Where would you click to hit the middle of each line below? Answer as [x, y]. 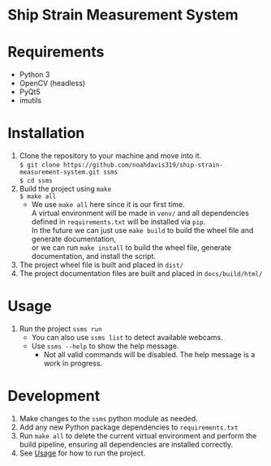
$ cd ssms [36, 181]
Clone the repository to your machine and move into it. [110, 156]
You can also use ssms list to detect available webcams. [127, 337]
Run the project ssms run [60, 329]
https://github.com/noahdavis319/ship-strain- [143, 165]
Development [54, 396]
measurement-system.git [60, 172]
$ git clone [39, 165]
